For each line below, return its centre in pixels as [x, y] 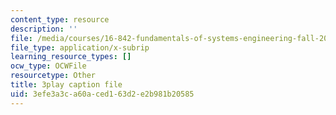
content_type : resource [60, 19]
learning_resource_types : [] [71, 57]
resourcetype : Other [53, 76]
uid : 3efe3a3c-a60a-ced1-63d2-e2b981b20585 [102, 94]
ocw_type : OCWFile [48, 66]
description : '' [44, 29]
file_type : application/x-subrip [80, 47]
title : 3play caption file [66, 85]
